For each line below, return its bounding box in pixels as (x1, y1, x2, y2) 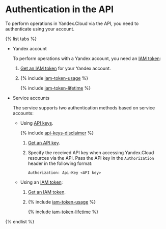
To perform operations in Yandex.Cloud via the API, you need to (5, 20, 139, 26)
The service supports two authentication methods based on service (12, 104, 155, 110)
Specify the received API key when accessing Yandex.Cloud (27, 149, 154, 156)
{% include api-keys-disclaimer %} (20, 130, 94, 136)
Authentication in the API (5, 4, 114, 15)
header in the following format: (27, 160, 93, 166)
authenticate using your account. (5, 25, 75, 32)
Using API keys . (20, 120, 53, 126)
